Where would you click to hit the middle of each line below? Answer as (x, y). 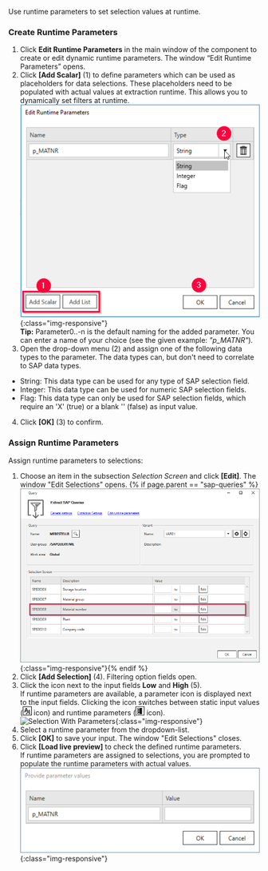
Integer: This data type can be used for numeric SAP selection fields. (133, 390)
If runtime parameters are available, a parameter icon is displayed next (136, 694)
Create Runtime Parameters (63, 32)
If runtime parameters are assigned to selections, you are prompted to (135, 755)
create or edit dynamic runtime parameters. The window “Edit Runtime (136, 58)
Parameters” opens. (53, 66)
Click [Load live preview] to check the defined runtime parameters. (130, 747)
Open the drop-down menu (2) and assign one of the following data (131, 349)
